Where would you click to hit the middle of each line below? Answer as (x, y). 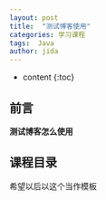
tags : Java (32, 43)
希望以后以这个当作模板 (53, 186)
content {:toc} (48, 77)
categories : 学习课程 (48, 34)
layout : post (34, 18)
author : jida (34, 52)
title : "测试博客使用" (50, 26)
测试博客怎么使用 (41, 131)
